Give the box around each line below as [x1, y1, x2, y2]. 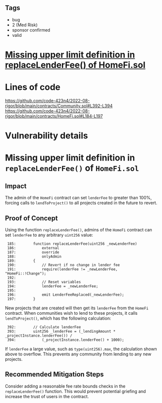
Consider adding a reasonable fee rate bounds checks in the [5, 383, 126, 389]
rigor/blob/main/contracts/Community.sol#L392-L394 [5, 103, 113, 109]
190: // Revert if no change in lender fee [7, 262, 120, 267]
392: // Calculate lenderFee [7, 324, 81, 329]
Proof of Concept [5, 214, 58, 222]
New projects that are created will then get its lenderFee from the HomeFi [5, 305, 149, 311]
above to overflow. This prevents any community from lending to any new [5, 351, 151, 357]
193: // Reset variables [7, 279, 81, 284]
